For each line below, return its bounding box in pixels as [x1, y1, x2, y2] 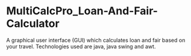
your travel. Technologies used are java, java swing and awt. [6, 43, 156, 50]
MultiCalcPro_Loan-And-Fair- [6, 4, 158, 18]
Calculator [6, 17, 60, 30]
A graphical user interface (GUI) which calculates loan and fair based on [6, 36, 186, 43]
